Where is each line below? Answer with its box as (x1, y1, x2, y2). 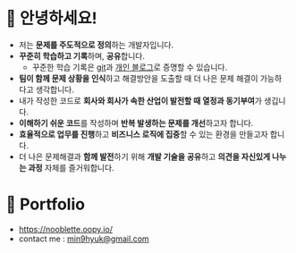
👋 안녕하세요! (5, 8, 97, 29)
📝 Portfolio (5, 194, 86, 215)
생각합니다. (35, 84, 74, 95)
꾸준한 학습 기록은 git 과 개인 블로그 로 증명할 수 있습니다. (31, 62, 227, 72)
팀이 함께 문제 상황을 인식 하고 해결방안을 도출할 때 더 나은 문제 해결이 (18, 72, 258, 83)
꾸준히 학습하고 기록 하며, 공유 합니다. (18, 50, 146, 61)
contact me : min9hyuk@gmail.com (18, 233, 150, 244)
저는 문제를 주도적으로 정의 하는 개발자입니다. (18, 39, 173, 50)
